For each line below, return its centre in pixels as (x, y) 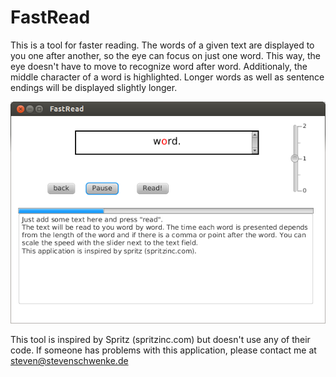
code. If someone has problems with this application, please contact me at (163, 350)
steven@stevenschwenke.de (69, 361)
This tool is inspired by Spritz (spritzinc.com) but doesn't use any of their (160, 340)
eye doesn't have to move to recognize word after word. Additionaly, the (159, 66)
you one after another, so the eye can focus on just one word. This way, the (166, 55)
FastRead (50, 17)
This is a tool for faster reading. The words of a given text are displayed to (162, 45)
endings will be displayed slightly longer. (94, 87)
